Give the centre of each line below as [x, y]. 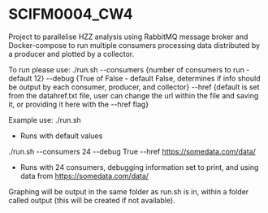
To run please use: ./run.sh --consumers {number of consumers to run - [129, 69]
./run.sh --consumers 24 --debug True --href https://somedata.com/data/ [132, 151]
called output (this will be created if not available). [92, 200]
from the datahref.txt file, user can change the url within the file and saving [134, 95]
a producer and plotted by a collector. [71, 54]
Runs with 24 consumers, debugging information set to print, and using [139, 167]
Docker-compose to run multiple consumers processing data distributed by [134, 45]
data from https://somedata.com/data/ [84, 176]
